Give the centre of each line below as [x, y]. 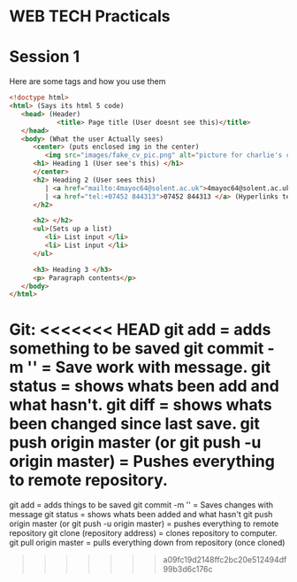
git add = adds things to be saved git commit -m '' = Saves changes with [141, 505]
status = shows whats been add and [145, 386]
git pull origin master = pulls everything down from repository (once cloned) [147, 543]
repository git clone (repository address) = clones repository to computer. [144, 533]
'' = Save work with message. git [149, 367]
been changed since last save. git [135, 424]
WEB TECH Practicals [90, 16]
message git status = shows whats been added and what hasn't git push [141, 515]
